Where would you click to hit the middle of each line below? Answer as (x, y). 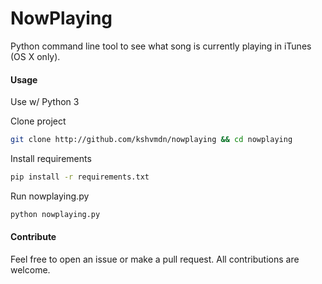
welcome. (30, 269)
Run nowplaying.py (50, 196)
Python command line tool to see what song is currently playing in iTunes (161, 46)
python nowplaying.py (55, 214)
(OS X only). (35, 56)
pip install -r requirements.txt (80, 177)
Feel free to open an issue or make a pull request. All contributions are (155, 259)
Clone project (38, 121)
